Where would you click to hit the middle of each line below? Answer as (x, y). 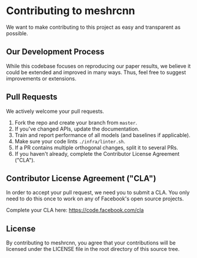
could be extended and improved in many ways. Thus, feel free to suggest (96, 72)
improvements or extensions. (41, 78)
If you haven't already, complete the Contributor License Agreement (97, 153)
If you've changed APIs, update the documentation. (77, 129)
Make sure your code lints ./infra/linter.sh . (70, 141)
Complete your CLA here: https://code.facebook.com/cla (75, 210)
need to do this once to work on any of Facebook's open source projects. (95, 199)
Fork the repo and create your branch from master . (76, 122)
